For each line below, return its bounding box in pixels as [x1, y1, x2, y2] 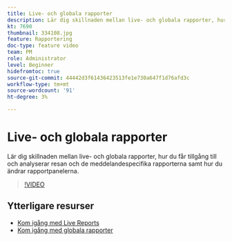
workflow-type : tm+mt [7, 81, 70, 88]
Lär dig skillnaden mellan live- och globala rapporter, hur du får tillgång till [7, 152, 217, 160]
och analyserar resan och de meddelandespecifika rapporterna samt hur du [7, 160, 223, 168]
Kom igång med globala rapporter [17, 226, 113, 234]
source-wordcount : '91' [7, 87, 76, 94]
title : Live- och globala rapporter [7, 10, 113, 17]
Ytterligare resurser [7, 200, 95, 212]
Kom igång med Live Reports [17, 218, 100, 226]
